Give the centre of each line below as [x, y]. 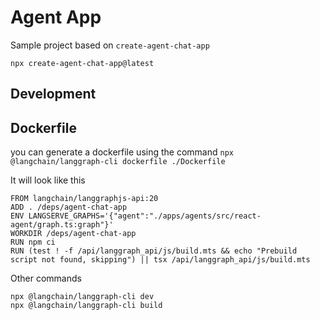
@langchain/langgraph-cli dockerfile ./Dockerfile [118, 162]
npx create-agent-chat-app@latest [82, 63]
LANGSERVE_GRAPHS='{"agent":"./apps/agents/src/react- [145, 216]
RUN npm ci [33, 242]
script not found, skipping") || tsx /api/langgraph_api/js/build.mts [160, 260]
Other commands [46, 278]
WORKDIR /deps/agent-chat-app [73, 234]
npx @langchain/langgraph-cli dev [82, 297]
